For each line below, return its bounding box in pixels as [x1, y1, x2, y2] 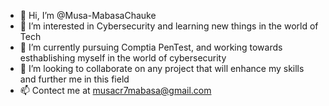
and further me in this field [19, 73, 130, 85]
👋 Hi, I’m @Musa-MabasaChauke [19, 10, 157, 21]
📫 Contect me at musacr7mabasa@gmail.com [19, 85, 212, 96]
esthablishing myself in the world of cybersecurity [19, 52, 227, 64]
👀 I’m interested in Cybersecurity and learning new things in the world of [19, 20, 319, 32]
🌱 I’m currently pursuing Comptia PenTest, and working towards [19, 41, 283, 53]
